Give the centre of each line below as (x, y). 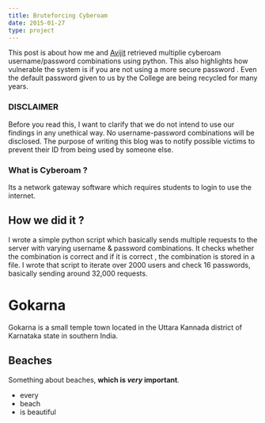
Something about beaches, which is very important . (94, 379)
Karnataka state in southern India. (63, 335)
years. (19, 86)
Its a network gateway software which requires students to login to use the (130, 187)
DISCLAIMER (34, 107)
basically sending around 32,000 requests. (78, 273)
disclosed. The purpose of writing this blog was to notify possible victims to (132, 141)
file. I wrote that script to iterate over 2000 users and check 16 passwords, (129, 265)
